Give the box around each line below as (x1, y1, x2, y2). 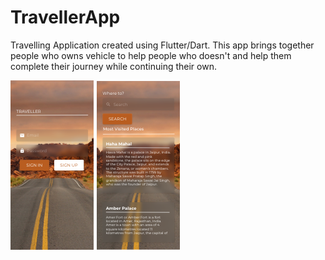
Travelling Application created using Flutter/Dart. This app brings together (10, 39, 315, 51)
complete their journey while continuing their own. (10, 60, 217, 72)
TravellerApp (10, 6, 121, 29)
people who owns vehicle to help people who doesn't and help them (10, 49, 292, 61)
